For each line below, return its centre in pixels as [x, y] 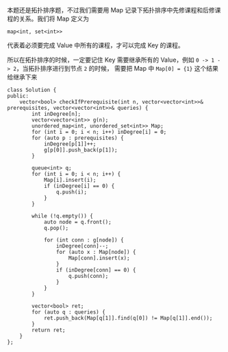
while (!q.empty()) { [63, 216]
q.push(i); [72, 192]
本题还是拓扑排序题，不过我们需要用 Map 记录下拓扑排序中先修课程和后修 [111, 10]
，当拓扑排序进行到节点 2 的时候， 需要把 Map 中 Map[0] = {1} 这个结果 [117, 68]
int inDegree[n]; [56, 114]
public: [18, 96]
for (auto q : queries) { [69, 312]
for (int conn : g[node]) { [84, 240]
